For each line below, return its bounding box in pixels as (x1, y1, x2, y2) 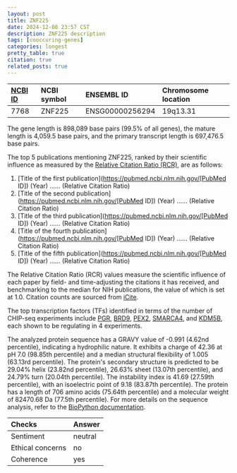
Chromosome (162, 85, 209, 95)
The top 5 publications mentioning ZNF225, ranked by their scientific (7, 152, 207, 161)
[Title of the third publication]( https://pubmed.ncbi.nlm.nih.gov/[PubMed (17, 211, 229, 220)
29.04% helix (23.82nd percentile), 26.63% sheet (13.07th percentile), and (7, 365, 224, 373)
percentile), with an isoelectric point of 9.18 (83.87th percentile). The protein (7, 380, 229, 388)
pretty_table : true (7, 50, 65, 57)
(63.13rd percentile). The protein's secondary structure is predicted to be (7, 357, 219, 366)
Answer (73, 419, 100, 429)
